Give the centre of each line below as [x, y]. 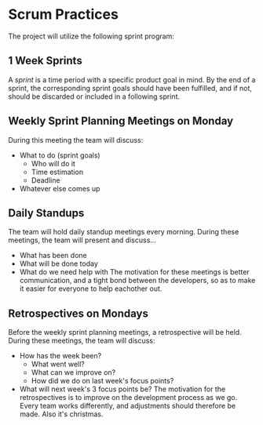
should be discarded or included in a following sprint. [94, 96]
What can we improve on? [73, 372]
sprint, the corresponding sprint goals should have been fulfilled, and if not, [130, 88]
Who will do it [53, 163]
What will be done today [58, 263]
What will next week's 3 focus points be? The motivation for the [122, 389]
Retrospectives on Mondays [79, 313]
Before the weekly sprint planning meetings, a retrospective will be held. [125, 332]
